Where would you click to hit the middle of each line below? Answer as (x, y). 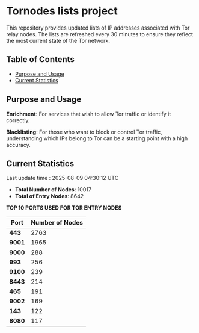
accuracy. (19, 145)
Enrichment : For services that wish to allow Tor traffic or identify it (89, 114)
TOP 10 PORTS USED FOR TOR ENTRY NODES (64, 208)
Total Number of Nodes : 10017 (53, 190)
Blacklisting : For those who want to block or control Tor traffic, (84, 132)
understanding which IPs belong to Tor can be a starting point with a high (97, 138)
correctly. (18, 120)
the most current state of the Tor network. (58, 40)
